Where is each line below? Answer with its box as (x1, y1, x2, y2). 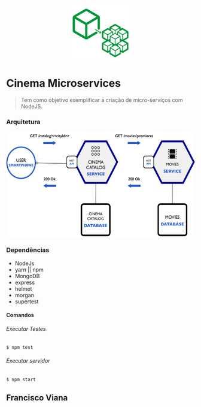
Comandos (6, 312, 34, 319)
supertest (14, 298, 39, 305)
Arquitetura (6, 117, 41, 126)
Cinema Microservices (6, 77, 121, 91)
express (14, 279, 35, 286)
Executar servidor (6, 357, 50, 364)
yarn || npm (14, 266, 44, 273)
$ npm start (6, 376, 36, 382)
